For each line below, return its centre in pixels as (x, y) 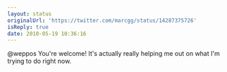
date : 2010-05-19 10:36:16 (47, 34)
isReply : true (28, 27)
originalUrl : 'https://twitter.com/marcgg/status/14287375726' (102, 20)
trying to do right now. (39, 61)
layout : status (30, 14)
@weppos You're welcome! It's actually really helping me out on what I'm (114, 54)
